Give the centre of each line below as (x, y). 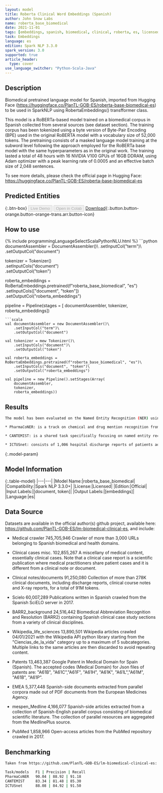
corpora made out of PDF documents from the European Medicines (79, 692)
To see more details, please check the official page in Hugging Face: (73, 175)
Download (95, 208)
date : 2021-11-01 (23, 28)
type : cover (22, 64)
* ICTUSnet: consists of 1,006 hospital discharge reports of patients (79, 444)
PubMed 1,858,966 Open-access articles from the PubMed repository (82, 732)
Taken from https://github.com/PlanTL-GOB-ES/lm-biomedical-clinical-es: (81, 763)
